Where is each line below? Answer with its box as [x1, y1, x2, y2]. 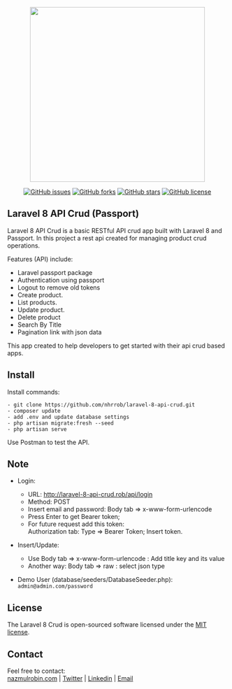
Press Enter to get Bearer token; [27, 513, 120, 521]
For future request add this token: [27, 520, 124, 528]
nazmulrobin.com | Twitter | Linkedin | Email [7, 674, 133, 683]
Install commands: [7, 388, 60, 396]
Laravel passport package [17, 268, 93, 276]
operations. [7, 241, 41, 250]
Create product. [17, 290, 64, 299]
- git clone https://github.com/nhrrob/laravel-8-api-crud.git [7, 401, 196, 409]
